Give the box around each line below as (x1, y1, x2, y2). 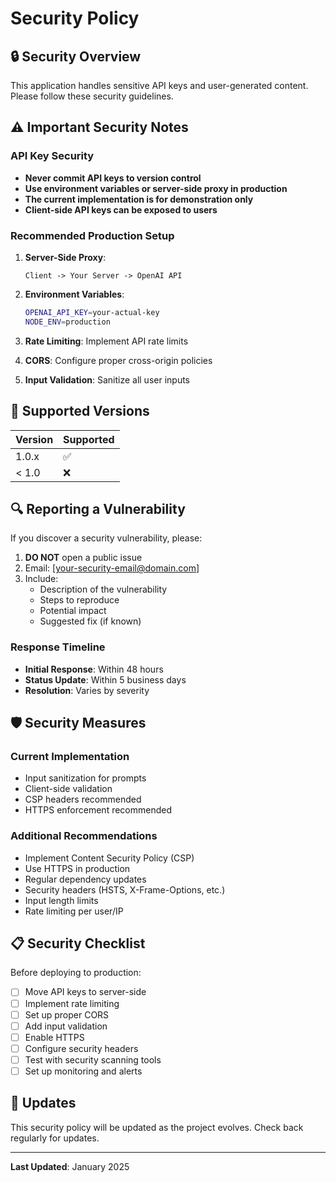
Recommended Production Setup (10, 228, 175, 242)
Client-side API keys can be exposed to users (24, 203, 218, 216)
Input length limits (24, 894, 99, 906)
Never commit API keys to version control (24, 172, 202, 184)
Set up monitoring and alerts (24, 1065, 143, 1077)
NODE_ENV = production (24, 317, 111, 327)
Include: (24, 573, 59, 585)
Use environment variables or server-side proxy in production (24, 182, 288, 194)
